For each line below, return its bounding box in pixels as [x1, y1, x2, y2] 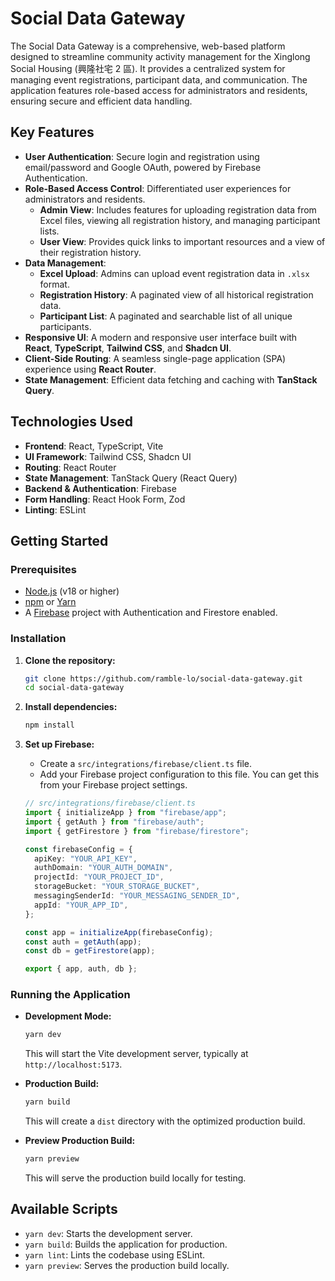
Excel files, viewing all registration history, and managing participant [39, 214, 321, 226]
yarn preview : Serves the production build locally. [24, 1259, 230, 1271]
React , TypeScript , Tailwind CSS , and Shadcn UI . [24, 342, 232, 354]
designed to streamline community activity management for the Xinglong [10, 50, 311, 62]
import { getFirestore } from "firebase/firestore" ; [24, 826, 250, 836]
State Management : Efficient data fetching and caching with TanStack [24, 373, 318, 386]
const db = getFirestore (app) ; [24, 946, 156, 956]
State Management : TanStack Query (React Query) [24, 472, 238, 484]
